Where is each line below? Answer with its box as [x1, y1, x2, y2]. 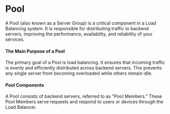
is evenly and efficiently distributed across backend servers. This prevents [5, 65, 162, 71]
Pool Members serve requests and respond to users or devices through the [5, 99, 163, 105]
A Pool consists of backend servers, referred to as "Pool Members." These [5, 93, 162, 100]
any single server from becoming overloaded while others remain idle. [5, 70, 153, 77]
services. [5, 36, 25, 42]
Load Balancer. [5, 104, 37, 110]
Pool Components [5, 82, 44, 88]
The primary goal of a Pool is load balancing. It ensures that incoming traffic [5, 59, 165, 65]
